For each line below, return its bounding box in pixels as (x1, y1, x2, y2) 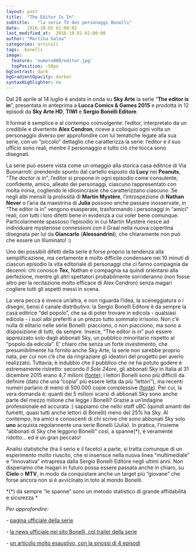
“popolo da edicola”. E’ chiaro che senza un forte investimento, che (6, 341, 168, 347)
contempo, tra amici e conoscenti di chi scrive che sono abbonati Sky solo (6, 415, 185, 422)
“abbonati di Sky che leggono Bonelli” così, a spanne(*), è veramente (6, 428, 173, 435)
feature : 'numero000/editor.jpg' (11, 57, 93, 63)
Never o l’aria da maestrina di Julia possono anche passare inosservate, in (6, 199, 186, 206)
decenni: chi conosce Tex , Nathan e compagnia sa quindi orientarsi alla (6, 267, 178, 273)
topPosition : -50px (11, 63, 59, 69)
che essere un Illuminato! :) (6, 237, 71, 243)
